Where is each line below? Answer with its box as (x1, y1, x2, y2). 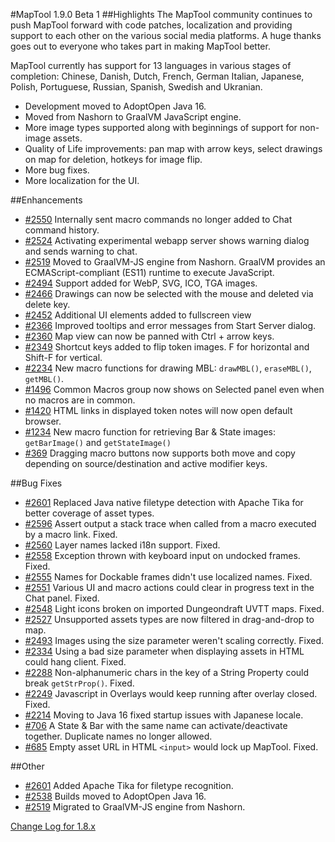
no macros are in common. (24, 394, 136, 406)
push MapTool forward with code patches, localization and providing (10, 19, 293, 31)
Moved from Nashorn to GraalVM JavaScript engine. (24, 111, 242, 123)
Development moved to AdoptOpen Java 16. (24, 100, 207, 112)
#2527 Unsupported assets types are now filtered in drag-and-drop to (24, 614, 315, 625)
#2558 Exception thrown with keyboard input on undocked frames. (24, 550, 301, 561)
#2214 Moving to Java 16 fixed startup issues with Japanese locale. (24, 709, 304, 721)
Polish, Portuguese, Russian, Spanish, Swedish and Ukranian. (10, 81, 263, 93)
